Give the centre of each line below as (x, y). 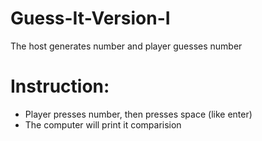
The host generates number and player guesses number (126, 46)
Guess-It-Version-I (90, 18)
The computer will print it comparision (103, 124)
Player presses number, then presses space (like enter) (138, 114)
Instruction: (60, 86)
